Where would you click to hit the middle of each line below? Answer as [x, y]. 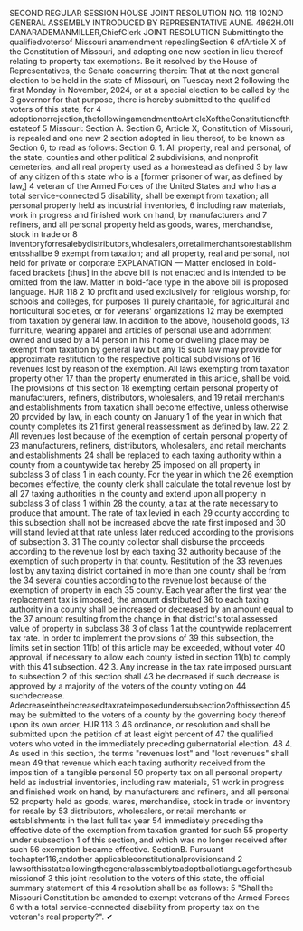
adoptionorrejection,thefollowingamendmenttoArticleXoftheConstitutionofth [150, 119]
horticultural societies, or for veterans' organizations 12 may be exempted [147, 311]
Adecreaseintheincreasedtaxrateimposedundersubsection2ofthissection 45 [150, 705]
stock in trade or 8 [44, 234]
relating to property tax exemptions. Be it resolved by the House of [133, 61]
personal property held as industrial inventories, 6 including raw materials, [148, 205]
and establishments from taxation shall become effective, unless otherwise [149, 407]
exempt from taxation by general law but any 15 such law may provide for [146, 349]
